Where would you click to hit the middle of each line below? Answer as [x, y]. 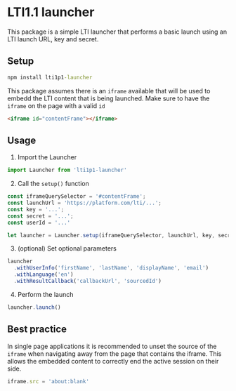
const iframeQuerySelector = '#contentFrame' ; [77, 197]
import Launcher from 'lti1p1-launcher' [67, 170]
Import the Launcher [47, 157]
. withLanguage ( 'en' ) [44, 274]
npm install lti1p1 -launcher [50, 77]
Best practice [37, 330]
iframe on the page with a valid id [56, 105]
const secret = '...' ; [40, 216]
